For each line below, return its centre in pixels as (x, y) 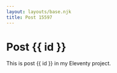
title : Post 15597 (29, 17)
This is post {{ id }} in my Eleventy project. (59, 63)
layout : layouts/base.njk (39, 12)
